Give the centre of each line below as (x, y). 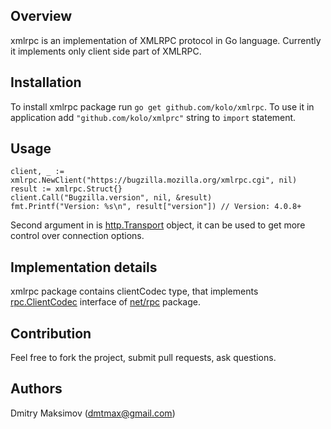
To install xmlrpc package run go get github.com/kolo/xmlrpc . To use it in (162, 106)
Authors (36, 389)
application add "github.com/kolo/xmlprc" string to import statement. (153, 117)
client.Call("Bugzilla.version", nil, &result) (111, 198)
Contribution (51, 333)
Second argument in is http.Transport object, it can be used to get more (158, 225)
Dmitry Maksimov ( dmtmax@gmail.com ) (93, 413)
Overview (41, 16)
